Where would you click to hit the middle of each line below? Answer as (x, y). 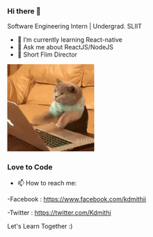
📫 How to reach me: (47, 183)
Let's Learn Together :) (40, 226)
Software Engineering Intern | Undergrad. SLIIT (75, 26)
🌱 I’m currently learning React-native (70, 40)
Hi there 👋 (24, 11)
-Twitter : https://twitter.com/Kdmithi (59, 213)
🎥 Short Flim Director (47, 54)
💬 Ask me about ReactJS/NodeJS (65, 47)
